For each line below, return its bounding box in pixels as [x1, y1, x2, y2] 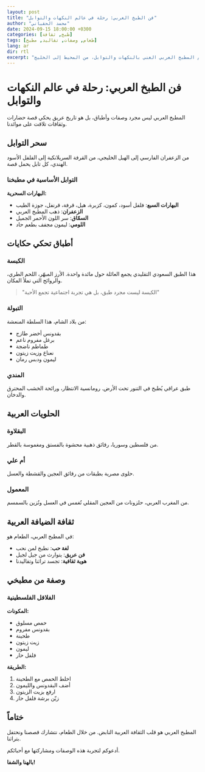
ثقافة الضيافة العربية [7, 516, 74, 527]
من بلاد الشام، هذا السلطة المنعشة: [7, 317, 87, 325]
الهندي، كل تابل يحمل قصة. [7, 160, 68, 168]
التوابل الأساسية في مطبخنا [7, 175, 78, 184]
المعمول [7, 485, 29, 494]
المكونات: [7, 607, 29, 614]
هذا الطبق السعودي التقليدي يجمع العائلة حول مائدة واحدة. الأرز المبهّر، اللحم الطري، [7, 271, 196, 278]
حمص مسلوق [15, 619, 47, 626]
